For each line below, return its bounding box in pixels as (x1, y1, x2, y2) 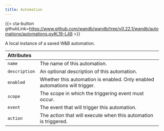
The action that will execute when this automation (40, 112, 154, 118)
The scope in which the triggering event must (40, 90, 144, 96)
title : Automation (5, 7, 42, 12)
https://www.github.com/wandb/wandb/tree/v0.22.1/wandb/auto (29, 25, 159, 32)
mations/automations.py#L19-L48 (5, 31, 73, 37)
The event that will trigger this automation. (40, 104, 137, 111)
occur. (40, 96, 55, 103)
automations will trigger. (40, 82, 95, 89)
